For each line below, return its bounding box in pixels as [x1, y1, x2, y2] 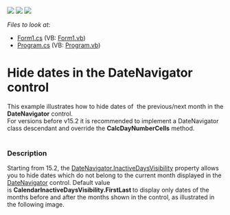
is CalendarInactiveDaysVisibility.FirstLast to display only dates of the [7, 186, 209, 194]
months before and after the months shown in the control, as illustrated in [7, 193, 215, 201]
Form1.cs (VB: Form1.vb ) [16, 34, 86, 42]
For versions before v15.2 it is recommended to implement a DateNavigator [7, 116, 219, 125]
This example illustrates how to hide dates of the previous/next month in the [7, 102, 224, 110]
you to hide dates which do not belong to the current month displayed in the [7, 171, 222, 179]
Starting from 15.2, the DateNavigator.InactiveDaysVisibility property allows [7, 164, 220, 173]
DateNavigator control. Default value [7, 179, 111, 187]
